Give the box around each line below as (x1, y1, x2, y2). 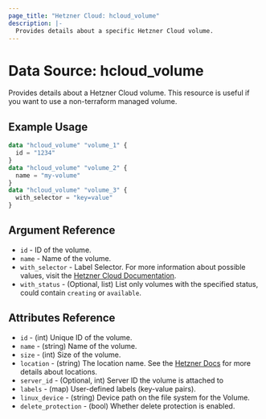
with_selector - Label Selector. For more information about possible (19, 262, 246, 272)
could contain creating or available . (19, 288, 142, 297)
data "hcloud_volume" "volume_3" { (8, 186, 128, 194)
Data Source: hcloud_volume (8, 61, 204, 80)
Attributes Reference (8, 311, 116, 325)
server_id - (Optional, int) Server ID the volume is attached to (19, 375, 223, 385)
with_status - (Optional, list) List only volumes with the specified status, (19, 279, 259, 288)
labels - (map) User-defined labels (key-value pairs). (19, 384, 197, 393)
